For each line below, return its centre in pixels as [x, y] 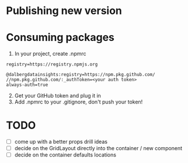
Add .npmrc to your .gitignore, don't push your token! [79, 102]
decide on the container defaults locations [65, 155]
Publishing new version [64, 11]
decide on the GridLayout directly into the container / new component [98, 148]
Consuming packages [60, 38]
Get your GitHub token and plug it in [58, 96]
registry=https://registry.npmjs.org [52, 65]
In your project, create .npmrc [50, 54]
